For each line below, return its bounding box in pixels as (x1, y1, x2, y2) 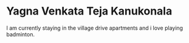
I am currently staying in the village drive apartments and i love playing (6, 24, 184, 31)
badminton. (6, 30, 35, 38)
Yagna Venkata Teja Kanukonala (6, 4, 173, 18)
